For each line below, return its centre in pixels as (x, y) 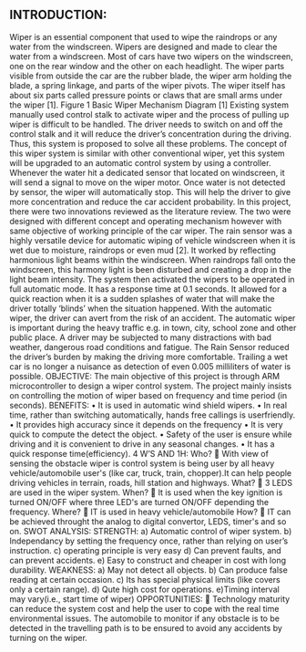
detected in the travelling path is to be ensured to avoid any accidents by (146, 627)
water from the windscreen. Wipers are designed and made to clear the (143, 47)
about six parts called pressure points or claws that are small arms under (146, 95)
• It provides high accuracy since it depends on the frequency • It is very (147, 424)
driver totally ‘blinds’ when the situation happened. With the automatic (141, 308)
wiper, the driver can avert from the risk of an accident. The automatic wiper (153, 317)
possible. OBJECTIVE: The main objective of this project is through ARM (145, 376)
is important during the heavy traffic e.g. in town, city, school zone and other (153, 327)
